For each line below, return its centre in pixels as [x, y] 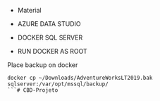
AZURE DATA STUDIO [49, 24]
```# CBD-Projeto [33, 90]
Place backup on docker [43, 65]
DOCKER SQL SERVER [50, 37]
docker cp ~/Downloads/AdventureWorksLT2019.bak [80, 78]
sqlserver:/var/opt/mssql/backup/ [58, 84]
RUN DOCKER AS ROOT [53, 51]
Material [29, 10]
